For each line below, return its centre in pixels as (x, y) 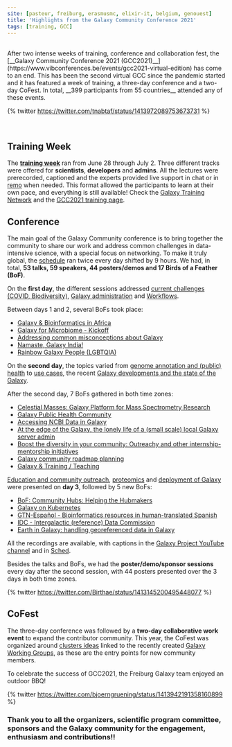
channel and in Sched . (39, 551)
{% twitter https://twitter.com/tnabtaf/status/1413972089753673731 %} (109, 111)
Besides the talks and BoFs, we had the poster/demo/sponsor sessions (110, 564)
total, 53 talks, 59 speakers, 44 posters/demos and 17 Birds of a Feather (113, 268)
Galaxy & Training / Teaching (58, 466)
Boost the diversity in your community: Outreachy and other (102, 444)
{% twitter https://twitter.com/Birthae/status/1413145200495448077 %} (110, 592)
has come (208, 68)
